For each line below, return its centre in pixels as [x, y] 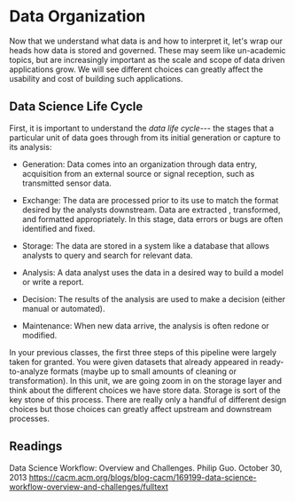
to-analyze [29, 371]
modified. [39, 335]
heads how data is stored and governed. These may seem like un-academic [147, 50]
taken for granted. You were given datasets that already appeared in [134, 362]
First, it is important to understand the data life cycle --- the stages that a [142, 128]
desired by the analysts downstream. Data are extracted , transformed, [151, 210]
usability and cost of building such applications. [96, 78]
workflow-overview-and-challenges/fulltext [89, 487]
